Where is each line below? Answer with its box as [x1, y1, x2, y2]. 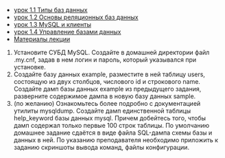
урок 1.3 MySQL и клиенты [13, 21, 91, 28]
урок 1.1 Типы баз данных [13, 6, 88, 14]
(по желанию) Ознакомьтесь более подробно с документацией [13, 100, 201, 107]
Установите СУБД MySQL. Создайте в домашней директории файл [13, 48, 210, 56]
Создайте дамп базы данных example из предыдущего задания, [13, 85, 202, 93]
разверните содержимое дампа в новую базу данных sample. [13, 92, 196, 100]
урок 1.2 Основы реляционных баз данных [13, 13, 139, 21]
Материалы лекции [13, 35, 71, 43]
